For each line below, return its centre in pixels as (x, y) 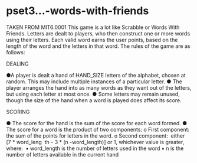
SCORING (18, 112)
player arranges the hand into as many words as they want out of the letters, (99, 87)
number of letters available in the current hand (63, 154)
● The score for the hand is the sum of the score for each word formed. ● (97, 123)
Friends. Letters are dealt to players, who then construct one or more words (98, 33)
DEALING (17, 64)
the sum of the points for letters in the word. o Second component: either (96, 136)
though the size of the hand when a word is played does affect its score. (94, 100)
